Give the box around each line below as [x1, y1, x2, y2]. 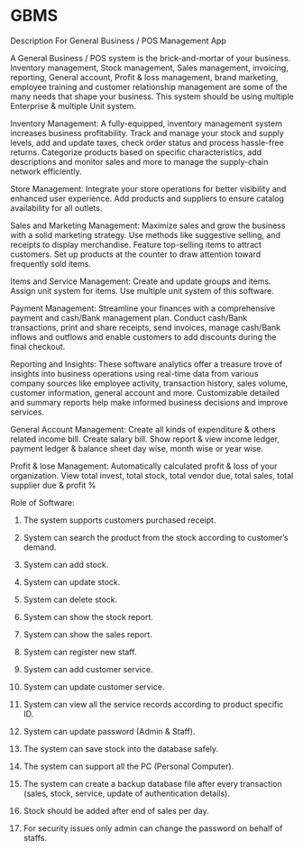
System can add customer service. [23, 663, 153, 674]
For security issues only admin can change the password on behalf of [23, 822, 283, 834]
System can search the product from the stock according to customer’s [23, 532, 289, 543]
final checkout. [10, 341, 66, 352]
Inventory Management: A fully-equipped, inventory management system [10, 118, 282, 129]
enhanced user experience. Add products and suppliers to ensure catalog [10, 193, 285, 204]
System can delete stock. [23, 594, 118, 605]
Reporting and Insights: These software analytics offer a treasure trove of [10, 358, 283, 370]
